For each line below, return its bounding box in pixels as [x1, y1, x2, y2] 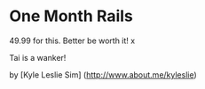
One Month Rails [9, 6, 133, 26]
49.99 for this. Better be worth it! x [9, 35, 136, 46]
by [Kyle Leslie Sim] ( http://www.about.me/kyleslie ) [9, 69, 197, 80]
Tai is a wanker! [9, 52, 67, 63]
